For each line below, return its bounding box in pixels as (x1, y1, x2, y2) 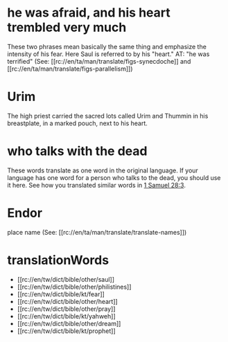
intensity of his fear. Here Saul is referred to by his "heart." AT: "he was (7, 50, 210, 58)
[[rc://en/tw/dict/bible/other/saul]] (17, 275, 115, 283)
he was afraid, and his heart (7, 5, 171, 21)
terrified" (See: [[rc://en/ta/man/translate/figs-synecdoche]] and (7, 57, 191, 65)
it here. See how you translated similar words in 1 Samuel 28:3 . (7, 181, 186, 189)
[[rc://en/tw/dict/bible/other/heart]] (17, 297, 118, 305)
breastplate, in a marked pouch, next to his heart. (7, 119, 148, 127)
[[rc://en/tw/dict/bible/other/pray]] (17, 305, 116, 313)
